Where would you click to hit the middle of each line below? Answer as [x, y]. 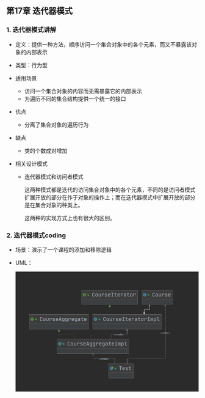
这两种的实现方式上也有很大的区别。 [70, 218]
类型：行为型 [31, 65]
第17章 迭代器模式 [40, 11]
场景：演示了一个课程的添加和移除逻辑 [63, 249]
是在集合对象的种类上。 [54, 205]
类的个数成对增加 [46, 150]
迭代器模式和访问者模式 [54, 177]
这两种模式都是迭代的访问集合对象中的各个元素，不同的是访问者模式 [110, 190]
